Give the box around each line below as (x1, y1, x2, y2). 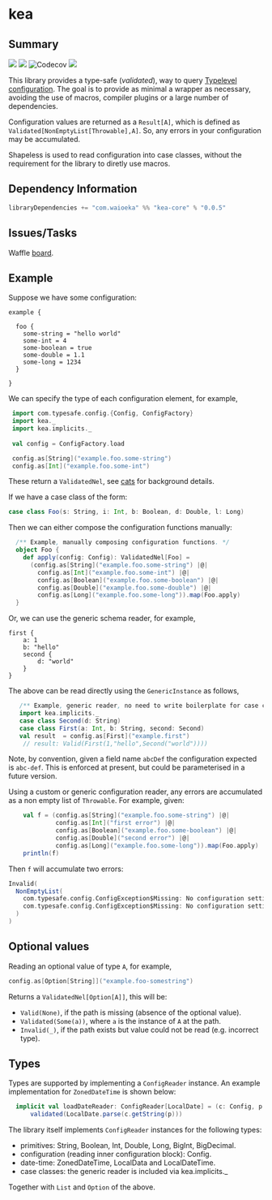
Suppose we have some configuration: (8, 293, 138, 303)
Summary (8, 37, 59, 51)
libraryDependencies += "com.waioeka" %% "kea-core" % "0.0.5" (8, 204, 227, 212)
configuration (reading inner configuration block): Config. (19, 1150, 212, 1159)
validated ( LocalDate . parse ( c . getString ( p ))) (29, 1110, 183, 1119)
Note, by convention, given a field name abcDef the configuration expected (8, 754, 257, 764)
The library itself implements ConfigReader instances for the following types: (8, 1125, 262, 1135)
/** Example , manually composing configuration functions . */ (15, 538, 230, 546)
